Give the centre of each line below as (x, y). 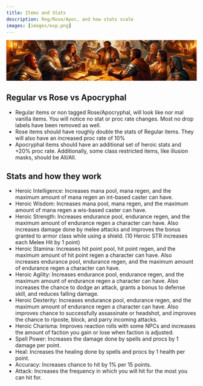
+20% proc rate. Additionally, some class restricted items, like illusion (101, 151)
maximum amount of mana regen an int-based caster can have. (94, 198)
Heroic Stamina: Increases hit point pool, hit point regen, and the (95, 249)
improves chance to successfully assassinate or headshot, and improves (105, 313)
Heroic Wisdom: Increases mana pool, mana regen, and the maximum (101, 204)
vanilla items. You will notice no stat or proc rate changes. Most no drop (104, 119)
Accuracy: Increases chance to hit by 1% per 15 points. (83, 365)
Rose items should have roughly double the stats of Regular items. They (105, 131)
